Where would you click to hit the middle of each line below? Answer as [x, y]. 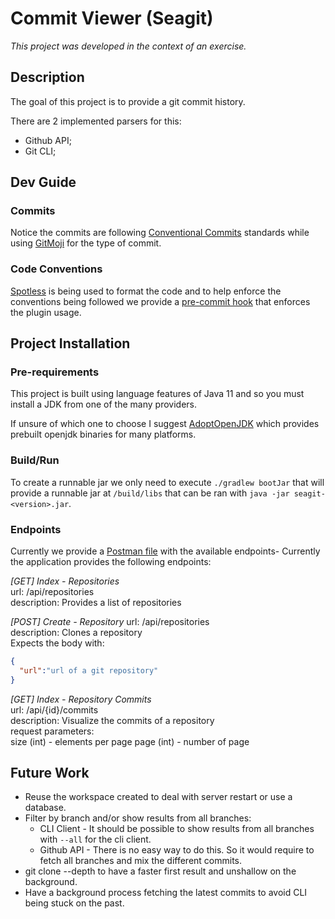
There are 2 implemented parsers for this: [96, 121]
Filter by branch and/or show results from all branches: [138, 818]
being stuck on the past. [74, 903]
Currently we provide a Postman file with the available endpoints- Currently [165, 551]
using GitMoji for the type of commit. [86, 243]
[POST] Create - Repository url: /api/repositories [110, 622]
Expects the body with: [57, 643]
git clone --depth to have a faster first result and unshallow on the [160, 871]
